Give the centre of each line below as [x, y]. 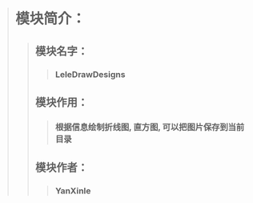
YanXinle [73, 191]
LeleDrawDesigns [90, 74]
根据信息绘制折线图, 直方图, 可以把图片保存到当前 [150, 127]
